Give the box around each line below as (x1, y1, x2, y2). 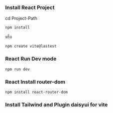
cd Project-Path (5, 15, 37, 21)
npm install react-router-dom (5, 89, 68, 94)
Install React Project (5, 4, 55, 11)
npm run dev (5, 66, 30, 71)
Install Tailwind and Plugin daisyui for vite (5, 101, 108, 108)
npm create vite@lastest (5, 44, 57, 49)
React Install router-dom (5, 78, 66, 85)
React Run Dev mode (5, 55, 57, 62)
